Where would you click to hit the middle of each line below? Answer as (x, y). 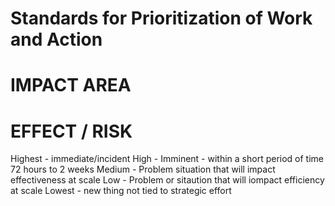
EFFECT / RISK (71, 131)
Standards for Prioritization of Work (161, 18)
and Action (56, 39)
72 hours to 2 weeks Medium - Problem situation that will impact (143, 169)
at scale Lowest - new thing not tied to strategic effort (121, 191)
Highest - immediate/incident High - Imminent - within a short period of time (167, 159)
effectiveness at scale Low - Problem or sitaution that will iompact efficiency (167, 180)
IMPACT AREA (71, 85)
